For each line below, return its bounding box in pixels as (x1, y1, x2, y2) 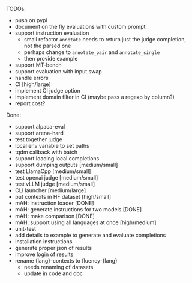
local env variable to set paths (14, 142, 89, 149)
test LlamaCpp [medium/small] (14, 168, 91, 175)
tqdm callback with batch (14, 148, 78, 156)
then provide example (23, 55, 78, 62)
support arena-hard (14, 129, 64, 136)
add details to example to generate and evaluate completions (14, 231, 166, 239)
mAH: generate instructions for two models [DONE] (14, 206, 142, 213)
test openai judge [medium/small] (14, 174, 98, 181)
